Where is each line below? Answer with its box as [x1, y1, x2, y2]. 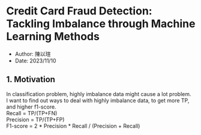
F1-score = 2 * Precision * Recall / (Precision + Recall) [6, 122, 140, 130]
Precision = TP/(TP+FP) [6, 116, 65, 123]
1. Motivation [6, 74, 56, 85]
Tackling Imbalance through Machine [6, 17, 196, 31]
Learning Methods [6, 30, 100, 43]
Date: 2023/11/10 [14, 57, 56, 64]
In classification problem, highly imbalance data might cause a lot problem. [6, 90, 191, 97]
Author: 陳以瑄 [14, 50, 51, 58]
